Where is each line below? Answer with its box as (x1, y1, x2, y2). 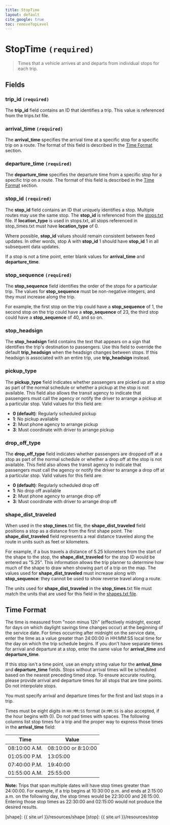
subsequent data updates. (5, 243, 60, 249)
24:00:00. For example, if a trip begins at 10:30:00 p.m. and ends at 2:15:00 (5, 788, 163, 794)
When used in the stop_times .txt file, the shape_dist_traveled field (5, 522, 146, 529)
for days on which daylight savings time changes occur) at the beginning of (5, 624, 163, 631)
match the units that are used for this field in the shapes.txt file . (5, 591, 138, 597)
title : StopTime (5, 7, 40, 13)
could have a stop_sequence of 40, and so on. (5, 314, 104, 320)
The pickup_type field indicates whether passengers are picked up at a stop (5, 379, 165, 385)
